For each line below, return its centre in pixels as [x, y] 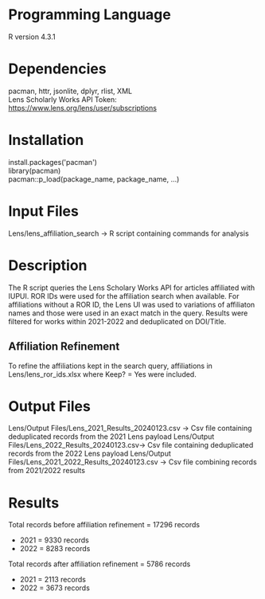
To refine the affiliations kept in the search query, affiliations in [111, 366]
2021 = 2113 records [53, 580]
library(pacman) [35, 170]
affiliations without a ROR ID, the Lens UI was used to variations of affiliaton [132, 304]
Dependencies [57, 69]
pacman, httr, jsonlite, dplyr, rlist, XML [70, 91]
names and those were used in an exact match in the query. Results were [128, 313]
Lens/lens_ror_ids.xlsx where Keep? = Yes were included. [102, 374]
